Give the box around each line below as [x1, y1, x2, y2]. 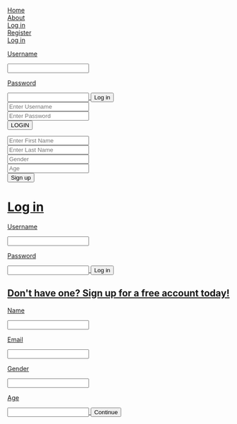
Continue [94, 408, 119, 416]
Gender [7, 364, 30, 372]
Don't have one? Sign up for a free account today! [7, 287, 230, 299]
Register [7, 28, 32, 37]
